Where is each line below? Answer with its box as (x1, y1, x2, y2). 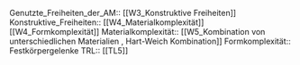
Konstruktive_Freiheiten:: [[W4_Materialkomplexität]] (9, 17, 205, 28)
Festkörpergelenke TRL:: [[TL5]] (9, 45, 129, 56)
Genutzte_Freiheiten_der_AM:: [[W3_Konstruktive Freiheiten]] (9, 8, 237, 18)
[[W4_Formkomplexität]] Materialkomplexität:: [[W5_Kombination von (9, 27, 266, 37)
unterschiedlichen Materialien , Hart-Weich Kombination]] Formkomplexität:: (9, 36, 291, 46)
